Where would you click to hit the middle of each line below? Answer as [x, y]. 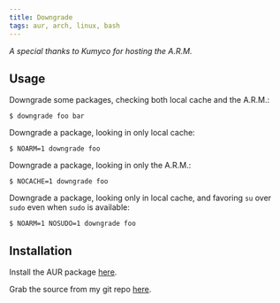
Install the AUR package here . [63, 272]
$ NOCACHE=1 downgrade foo [59, 182]
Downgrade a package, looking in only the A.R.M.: [100, 166]
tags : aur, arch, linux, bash [65, 26]
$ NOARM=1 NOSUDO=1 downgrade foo [73, 224]
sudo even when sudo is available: [69, 207]
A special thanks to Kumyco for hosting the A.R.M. [101, 50]
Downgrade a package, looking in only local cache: [102, 133]
